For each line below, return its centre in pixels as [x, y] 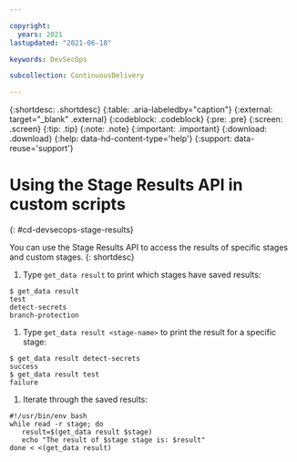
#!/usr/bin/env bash [49, 416]
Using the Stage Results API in [126, 185]
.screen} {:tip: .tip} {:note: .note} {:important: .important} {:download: [138, 129]
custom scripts [67, 205]
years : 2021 [41, 34]
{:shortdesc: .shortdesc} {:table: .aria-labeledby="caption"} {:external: [141, 109]
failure [24, 383]
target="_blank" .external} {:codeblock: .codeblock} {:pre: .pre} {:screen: [146, 119]
